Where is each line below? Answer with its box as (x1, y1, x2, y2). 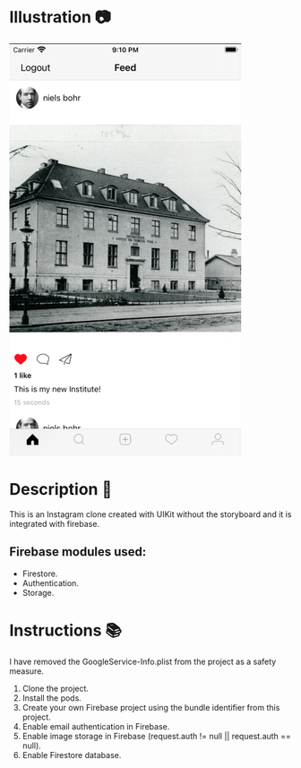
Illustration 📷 (9, 7, 112, 28)
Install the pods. (21, 692, 82, 703)
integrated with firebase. (9, 518, 100, 529)
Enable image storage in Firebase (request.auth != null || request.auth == (21, 730, 291, 741)
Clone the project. (21, 683, 90, 694)
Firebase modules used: (9, 544, 147, 560)
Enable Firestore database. (21, 749, 122, 760)
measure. (9, 665, 45, 677)
